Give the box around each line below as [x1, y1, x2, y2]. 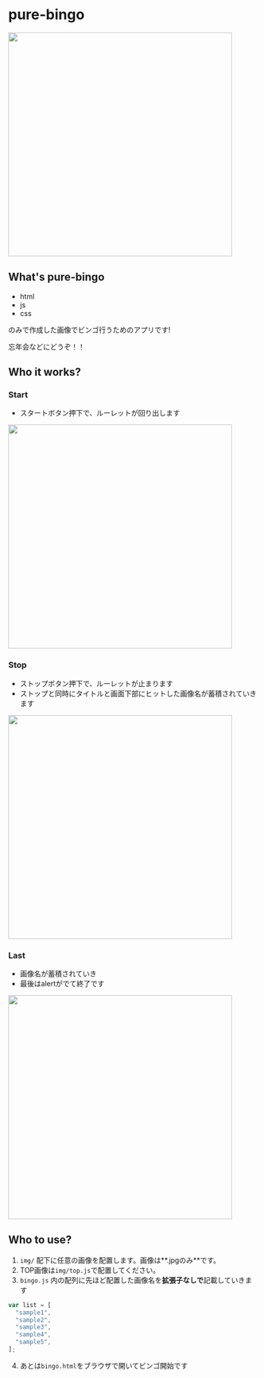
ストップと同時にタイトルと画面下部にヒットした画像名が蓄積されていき [19, 689, 257, 698]
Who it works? [8, 365, 82, 379]
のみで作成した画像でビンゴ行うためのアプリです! [8, 325, 171, 334]
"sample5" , [15, 1338, 52, 1346]
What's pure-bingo [8, 271, 105, 284]
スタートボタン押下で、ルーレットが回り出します [19, 408, 181, 418]
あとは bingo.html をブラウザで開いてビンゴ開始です [19, 1360, 188, 1370]
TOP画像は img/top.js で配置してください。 [19, 1265, 161, 1275]
